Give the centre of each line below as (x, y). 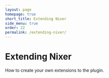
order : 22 (15, 28)
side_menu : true (22, 23)
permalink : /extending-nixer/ (36, 32)
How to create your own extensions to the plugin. (54, 70)
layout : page (18, 10)
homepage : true (21, 14)
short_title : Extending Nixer (36, 19)
